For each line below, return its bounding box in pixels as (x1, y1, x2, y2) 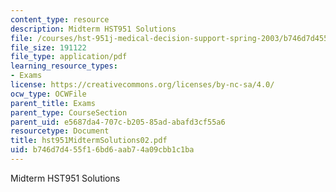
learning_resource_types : (10, 61, 118, 71)
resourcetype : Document (10, 126, 110, 136)
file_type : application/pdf (10, 52, 128, 62)
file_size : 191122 (10, 42, 87, 53)
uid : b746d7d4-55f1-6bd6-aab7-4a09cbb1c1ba (10, 145, 195, 155)
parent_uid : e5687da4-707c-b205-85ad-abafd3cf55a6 (10, 117, 226, 127)
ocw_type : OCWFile (10, 89, 87, 99)
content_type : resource (10, 14, 110, 25)
